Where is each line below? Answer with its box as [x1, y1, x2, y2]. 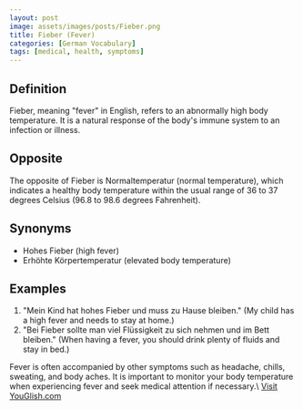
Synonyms [9, 220, 72, 237]
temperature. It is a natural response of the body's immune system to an [9, 115, 280, 126]
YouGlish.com [9, 391, 62, 402]
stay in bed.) [22, 343, 70, 355]
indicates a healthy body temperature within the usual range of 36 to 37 [9, 184, 278, 196]
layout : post [9, 13, 59, 23]
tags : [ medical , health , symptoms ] [9, 47, 145, 56]
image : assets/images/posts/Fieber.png [9, 22, 161, 31]
